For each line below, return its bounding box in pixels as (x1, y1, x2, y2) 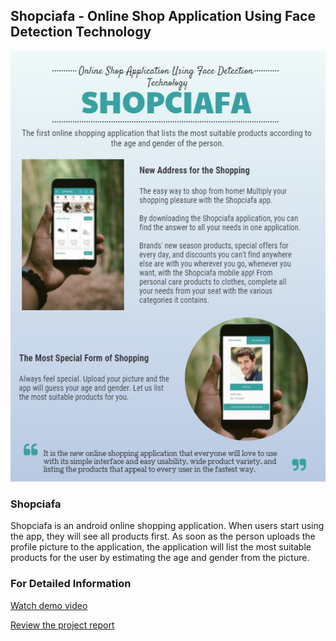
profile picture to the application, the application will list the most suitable (10, 541, 312, 553)
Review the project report (10, 619, 115, 631)
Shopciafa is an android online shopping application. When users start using (10, 520, 325, 532)
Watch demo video (10, 599, 88, 611)
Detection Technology (10, 24, 152, 41)
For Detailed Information (10, 577, 132, 591)
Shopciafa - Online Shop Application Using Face (10, 8, 316, 25)
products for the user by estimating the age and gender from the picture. (10, 552, 310, 564)
